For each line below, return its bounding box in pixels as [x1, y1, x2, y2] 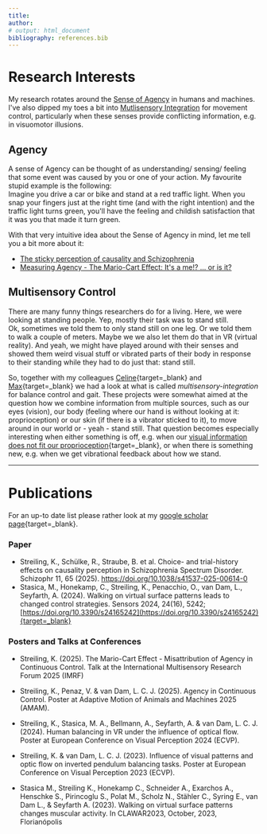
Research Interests [8, 68, 136, 86]
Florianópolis [19, 817, 63, 827]
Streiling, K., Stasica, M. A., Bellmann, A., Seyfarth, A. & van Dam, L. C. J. [19, 719, 258, 728]
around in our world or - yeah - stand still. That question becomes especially [8, 423, 259, 433]
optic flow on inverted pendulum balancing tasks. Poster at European [19, 759, 246, 769]
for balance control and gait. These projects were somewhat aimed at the [8, 389, 249, 399]
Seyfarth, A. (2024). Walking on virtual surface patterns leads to [19, 590, 230, 601]
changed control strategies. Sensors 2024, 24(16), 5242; [19, 599, 207, 609]
